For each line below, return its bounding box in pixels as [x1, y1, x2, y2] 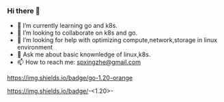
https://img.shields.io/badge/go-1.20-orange [7, 74, 133, 82]
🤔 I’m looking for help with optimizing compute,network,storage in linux [16, 36, 217, 44]
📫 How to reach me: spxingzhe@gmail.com [16, 58, 141, 67]
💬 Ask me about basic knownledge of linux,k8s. [16, 50, 151, 58]
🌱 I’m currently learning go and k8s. [16, 22, 118, 30]
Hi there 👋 [7, 6, 41, 16]
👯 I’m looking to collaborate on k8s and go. [16, 29, 138, 37]
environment [16, 44, 53, 52]
